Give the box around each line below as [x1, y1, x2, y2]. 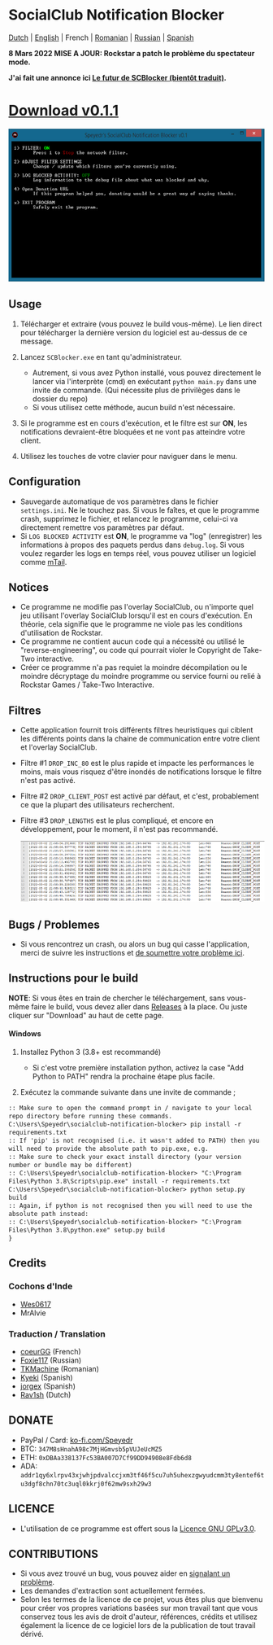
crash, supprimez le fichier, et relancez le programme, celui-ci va [19, 514, 238, 523]
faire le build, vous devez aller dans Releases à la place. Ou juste [31, 1001, 248, 1011]
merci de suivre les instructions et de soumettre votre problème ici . [19, 947, 245, 957]
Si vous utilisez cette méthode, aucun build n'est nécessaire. [32, 402, 236, 412]
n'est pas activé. [19, 776, 76, 785]
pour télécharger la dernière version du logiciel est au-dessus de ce [19, 327, 248, 337]
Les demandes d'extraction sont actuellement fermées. [19, 1586, 206, 1596]
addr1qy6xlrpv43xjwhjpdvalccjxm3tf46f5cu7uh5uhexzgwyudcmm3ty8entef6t [19, 1471, 265, 1479]
